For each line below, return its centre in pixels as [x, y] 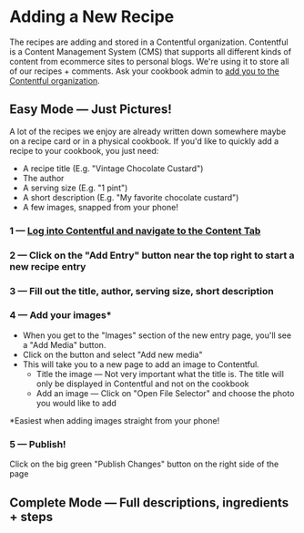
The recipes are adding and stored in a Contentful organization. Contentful [149, 42]
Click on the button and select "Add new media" [112, 354]
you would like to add [76, 403]
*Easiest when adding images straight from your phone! [115, 420]
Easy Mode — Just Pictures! [91, 110]
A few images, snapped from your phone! [101, 207]
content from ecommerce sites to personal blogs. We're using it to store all [149, 61]
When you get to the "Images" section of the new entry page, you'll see [157, 335]
